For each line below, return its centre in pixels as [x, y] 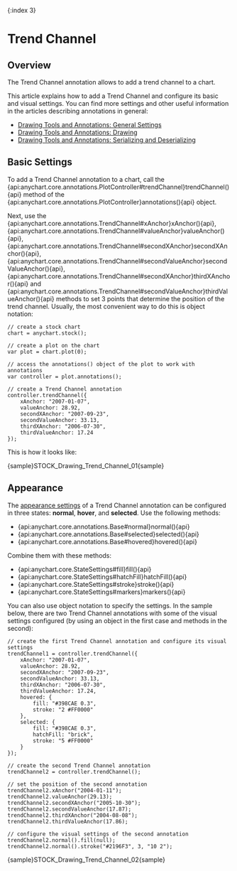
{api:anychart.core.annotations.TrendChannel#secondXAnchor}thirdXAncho [119, 276]
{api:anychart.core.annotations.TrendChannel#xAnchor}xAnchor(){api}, [112, 223]
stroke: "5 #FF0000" [63, 741]
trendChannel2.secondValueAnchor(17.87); [70, 809]
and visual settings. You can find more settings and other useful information [118, 103]
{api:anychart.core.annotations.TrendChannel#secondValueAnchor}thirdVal [118, 291]
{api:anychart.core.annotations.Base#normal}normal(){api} [104, 526]
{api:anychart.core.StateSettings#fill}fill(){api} [84, 569]
